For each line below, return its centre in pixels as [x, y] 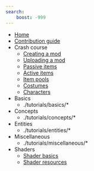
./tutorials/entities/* [47, 130]
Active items [38, 73]
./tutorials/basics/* [46, 104]
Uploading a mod [44, 60]
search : [15, 12]
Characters [37, 92]
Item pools [36, 79]
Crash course [31, 47]
